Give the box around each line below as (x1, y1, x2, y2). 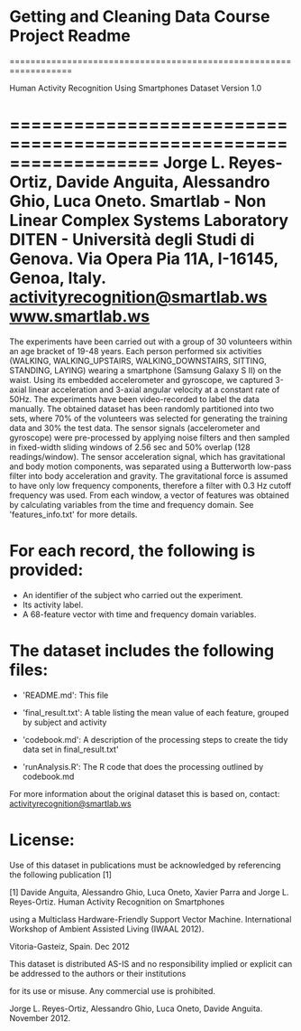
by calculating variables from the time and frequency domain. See (9, 499, 254, 510)
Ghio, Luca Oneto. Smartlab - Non (9, 192, 267, 211)
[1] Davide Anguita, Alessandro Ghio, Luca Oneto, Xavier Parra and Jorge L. (9, 886, 289, 897)
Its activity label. (22, 599, 84, 610)
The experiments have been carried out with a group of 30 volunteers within (9, 336, 293, 347)
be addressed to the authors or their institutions (9, 968, 187, 979)
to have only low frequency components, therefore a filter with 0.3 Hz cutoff (9, 480, 292, 491)
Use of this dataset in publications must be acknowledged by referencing (9, 859, 281, 870)
